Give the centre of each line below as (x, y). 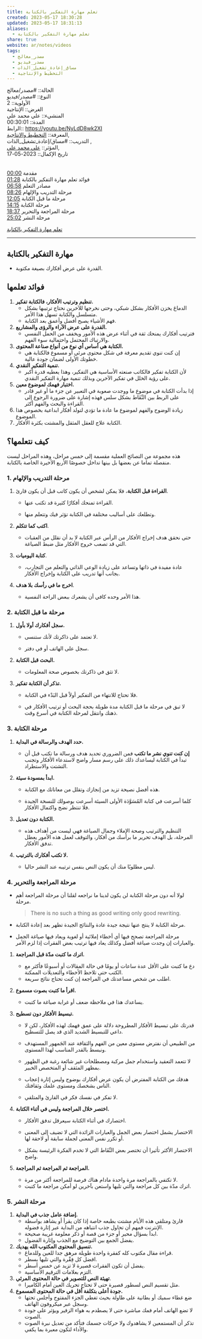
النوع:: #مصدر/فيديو (29, 97)
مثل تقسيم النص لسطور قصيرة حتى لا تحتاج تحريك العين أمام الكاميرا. (102, 1285)
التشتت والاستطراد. (46, 766)
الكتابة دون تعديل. (35, 819)
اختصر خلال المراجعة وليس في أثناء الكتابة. (62, 1109)
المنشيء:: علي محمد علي (36, 116)
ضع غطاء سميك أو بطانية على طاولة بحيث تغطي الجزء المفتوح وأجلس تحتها (108, 1298)
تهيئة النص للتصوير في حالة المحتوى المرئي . (63, 1278)
